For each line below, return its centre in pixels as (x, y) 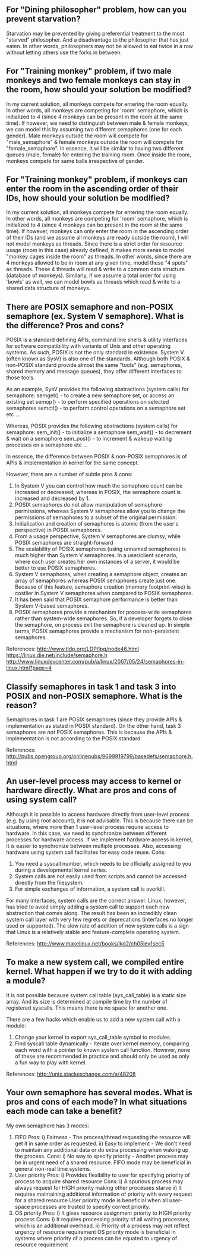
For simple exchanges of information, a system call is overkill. (90, 889)
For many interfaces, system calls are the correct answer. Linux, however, (96, 900)
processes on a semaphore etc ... (47, 445)
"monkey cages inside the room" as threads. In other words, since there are (99, 257)
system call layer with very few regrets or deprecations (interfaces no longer (100, 919)
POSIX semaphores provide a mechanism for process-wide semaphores (103, 612)
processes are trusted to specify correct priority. (91, 1206)
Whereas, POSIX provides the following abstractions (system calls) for (92, 426)
